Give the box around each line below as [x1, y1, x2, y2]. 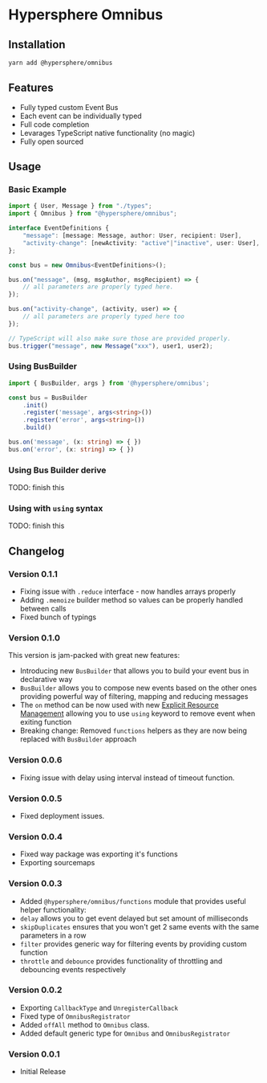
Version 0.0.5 [8, 793, 63, 804]
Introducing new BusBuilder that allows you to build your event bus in [19, 666, 249, 676]
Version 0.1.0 [8, 632, 60, 644]
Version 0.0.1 [8, 1048, 60, 1060]
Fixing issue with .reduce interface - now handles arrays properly [19, 586, 237, 596]
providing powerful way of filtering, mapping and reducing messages [19, 692, 249, 701]
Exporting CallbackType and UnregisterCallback [19, 1003, 179, 1012]
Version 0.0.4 [8, 831, 63, 842]
